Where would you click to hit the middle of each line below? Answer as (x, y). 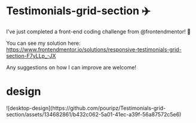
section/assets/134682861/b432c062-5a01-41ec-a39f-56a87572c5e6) (94, 114)
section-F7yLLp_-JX (31, 56)
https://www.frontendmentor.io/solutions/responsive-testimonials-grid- (94, 49)
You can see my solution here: (43, 43)
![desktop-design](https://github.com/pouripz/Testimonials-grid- (86, 108)
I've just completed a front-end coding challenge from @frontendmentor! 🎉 (99, 31)
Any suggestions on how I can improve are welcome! (71, 67)
